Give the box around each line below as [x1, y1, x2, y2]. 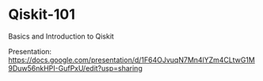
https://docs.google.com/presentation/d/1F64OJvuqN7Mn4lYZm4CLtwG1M [8, 55, 255, 64]
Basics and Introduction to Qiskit [8, 31, 115, 41]
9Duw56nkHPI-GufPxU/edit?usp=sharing [8, 63, 143, 72]
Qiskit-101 [8, 6, 75, 24]
